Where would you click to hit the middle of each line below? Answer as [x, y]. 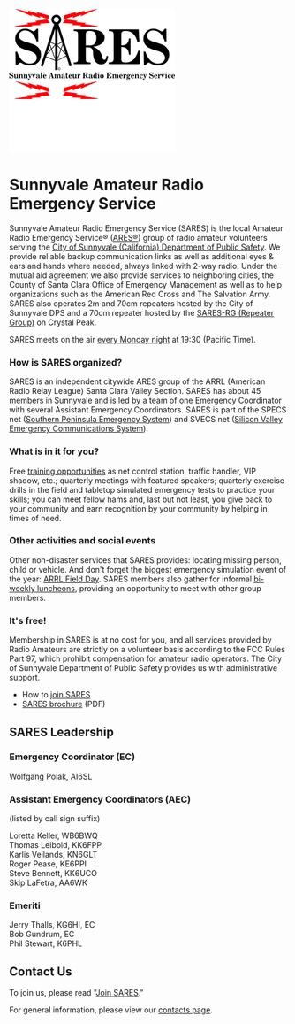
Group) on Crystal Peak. [53, 322]
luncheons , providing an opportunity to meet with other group [149, 588]
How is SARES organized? [66, 362]
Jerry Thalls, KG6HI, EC [52, 925]
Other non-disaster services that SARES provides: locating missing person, [146, 560]
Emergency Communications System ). [79, 428]
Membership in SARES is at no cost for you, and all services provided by [140, 640]
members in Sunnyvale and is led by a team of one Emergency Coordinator [146, 400]
